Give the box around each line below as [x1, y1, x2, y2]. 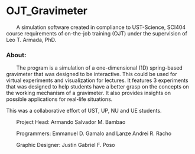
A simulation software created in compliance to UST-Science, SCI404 [16, 24, 186, 31]
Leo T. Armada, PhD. [6, 36, 57, 43]
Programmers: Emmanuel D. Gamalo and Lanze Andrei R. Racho [16, 130, 172, 137]
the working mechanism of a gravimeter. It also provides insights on [6, 90, 171, 97]
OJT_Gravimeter [6, 4, 87, 18]
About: [6, 51, 27, 59]
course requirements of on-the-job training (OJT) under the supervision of [6, 30, 187, 37]
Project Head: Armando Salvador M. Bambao [16, 119, 126, 126]
